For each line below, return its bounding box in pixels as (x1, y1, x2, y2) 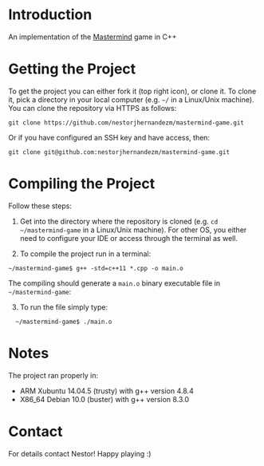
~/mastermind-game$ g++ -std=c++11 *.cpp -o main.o (8, 264, 183, 272)
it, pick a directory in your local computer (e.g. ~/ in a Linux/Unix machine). (8, 94, 254, 105)
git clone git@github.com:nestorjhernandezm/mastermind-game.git (8, 148, 230, 156)
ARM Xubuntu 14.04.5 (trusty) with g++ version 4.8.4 (19, 385, 194, 396)
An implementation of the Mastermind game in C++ (8, 32, 177, 41)
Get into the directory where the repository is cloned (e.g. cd (19, 216, 219, 226)
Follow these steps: (8, 201, 72, 211)
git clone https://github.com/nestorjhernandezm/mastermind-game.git (8, 118, 245, 127)
